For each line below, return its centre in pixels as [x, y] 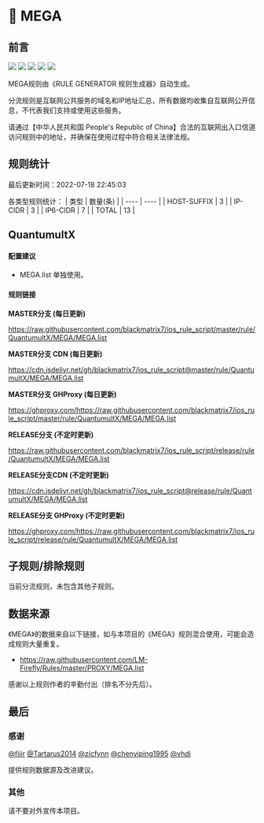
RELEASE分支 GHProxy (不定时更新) [67, 515]
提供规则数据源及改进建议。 [53, 769]
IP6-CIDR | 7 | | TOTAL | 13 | [90, 210]
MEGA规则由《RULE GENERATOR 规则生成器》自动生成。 [101, 83]
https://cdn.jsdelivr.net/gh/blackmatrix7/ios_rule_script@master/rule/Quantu [132, 369]
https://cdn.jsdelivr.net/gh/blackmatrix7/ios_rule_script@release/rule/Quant [130, 491]
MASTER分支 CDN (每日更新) [55, 354]
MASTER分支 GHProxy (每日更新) [62, 394]
